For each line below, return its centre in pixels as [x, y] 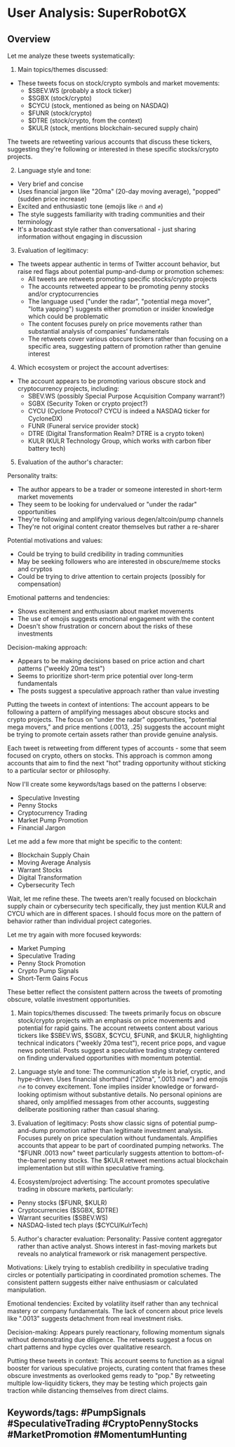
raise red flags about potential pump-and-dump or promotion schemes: [121, 271]
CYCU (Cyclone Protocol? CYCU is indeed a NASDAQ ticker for [119, 411]
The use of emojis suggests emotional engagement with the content [116, 619]
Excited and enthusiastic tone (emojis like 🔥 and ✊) [90, 206]
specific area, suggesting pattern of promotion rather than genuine [125, 346]
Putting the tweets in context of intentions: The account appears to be [108, 704]
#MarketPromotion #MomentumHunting [97, 1435]
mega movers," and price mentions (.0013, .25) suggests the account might [116, 727]
